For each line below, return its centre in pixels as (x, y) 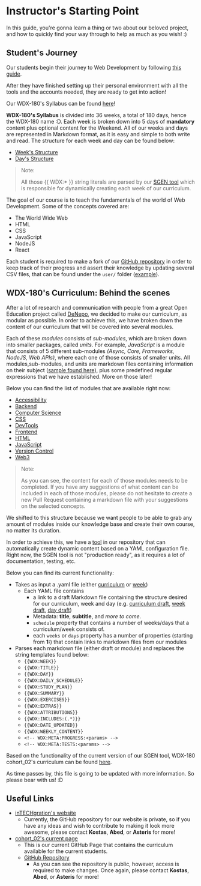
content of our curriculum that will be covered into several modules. (90, 327)
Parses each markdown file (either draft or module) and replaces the (99, 648)
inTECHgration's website (45, 813)
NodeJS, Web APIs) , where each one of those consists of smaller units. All (98, 357)
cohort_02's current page (46, 839)
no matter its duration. (34, 530)
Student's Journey (42, 53)
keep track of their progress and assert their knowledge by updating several (100, 268)
